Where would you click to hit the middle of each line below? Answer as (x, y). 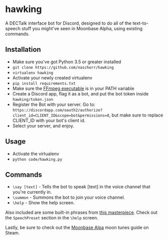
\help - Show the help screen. (44, 203)
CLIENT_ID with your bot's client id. (49, 120)
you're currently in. (32, 192)
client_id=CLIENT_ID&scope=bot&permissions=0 (61, 115)
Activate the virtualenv (36, 154)
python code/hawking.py (37, 159)
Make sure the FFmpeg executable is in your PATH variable (73, 88)
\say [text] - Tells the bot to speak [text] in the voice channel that (81, 187)
